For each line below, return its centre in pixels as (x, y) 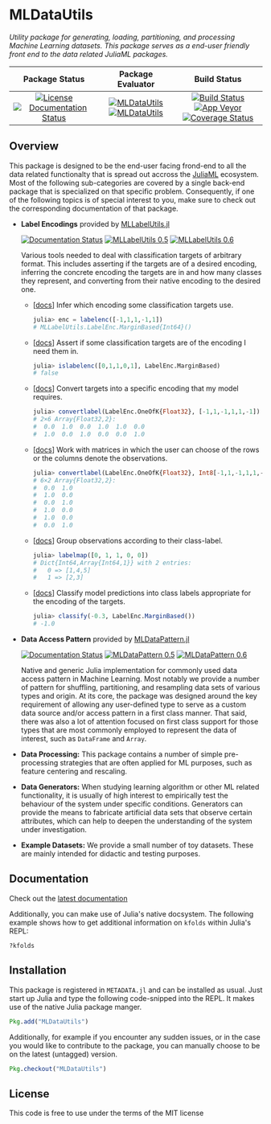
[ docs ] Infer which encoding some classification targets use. (133, 305)
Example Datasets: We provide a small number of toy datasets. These (137, 845)
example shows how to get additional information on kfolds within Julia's (130, 922)
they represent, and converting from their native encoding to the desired (140, 281)
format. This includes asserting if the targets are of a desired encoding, (139, 264)
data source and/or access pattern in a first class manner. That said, (134, 713)
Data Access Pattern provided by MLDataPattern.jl (105, 639)
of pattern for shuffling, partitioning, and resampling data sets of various (140, 687)
